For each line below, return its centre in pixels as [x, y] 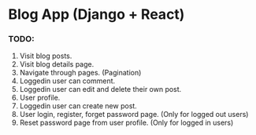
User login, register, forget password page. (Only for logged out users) [134, 115]
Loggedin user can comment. [67, 81]
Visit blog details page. [57, 64]
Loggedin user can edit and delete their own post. [100, 89]
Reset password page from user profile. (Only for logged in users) [126, 122]
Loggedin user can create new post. [78, 106]
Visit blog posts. [46, 56]
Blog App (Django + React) [96, 15]
